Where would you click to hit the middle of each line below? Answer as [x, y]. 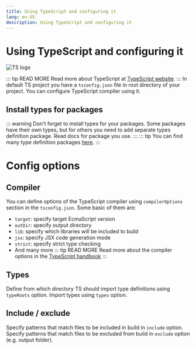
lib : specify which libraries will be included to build [76, 231]
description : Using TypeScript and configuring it [69, 22]
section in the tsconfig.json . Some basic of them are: [71, 208]
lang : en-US [20, 17]
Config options [43, 166]
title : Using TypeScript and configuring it [61, 11]
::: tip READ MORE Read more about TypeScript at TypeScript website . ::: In [97, 79]
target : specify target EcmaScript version [65, 219]
